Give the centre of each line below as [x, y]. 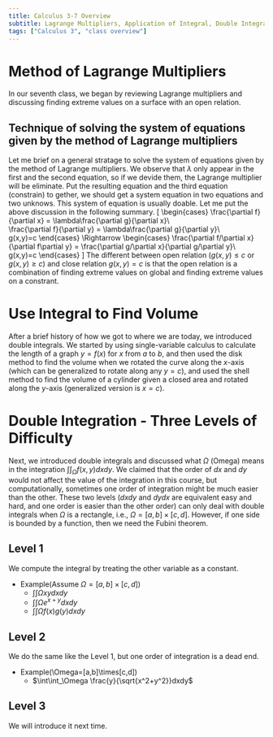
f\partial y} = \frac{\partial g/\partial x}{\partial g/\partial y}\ [136, 247]
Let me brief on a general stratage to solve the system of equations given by [136, 160]
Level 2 [27, 637]
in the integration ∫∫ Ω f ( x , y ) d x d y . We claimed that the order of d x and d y [128, 470]
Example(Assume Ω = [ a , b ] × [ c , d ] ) [80, 584]
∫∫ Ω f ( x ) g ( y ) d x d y [58, 611]
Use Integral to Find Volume [104, 314]
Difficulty [41, 438]
